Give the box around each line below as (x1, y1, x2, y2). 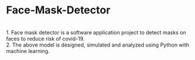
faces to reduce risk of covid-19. (6, 35, 85, 42)
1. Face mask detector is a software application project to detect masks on (6, 29, 187, 36)
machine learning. (6, 47, 50, 54)
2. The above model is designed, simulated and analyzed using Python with (6, 41, 190, 48)
